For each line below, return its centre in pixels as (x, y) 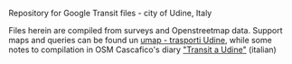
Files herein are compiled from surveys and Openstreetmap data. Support (146, 30)
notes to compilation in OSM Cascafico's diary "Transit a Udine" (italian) (142, 50)
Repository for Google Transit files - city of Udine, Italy (110, 13)
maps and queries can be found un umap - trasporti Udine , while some (140, 40)
